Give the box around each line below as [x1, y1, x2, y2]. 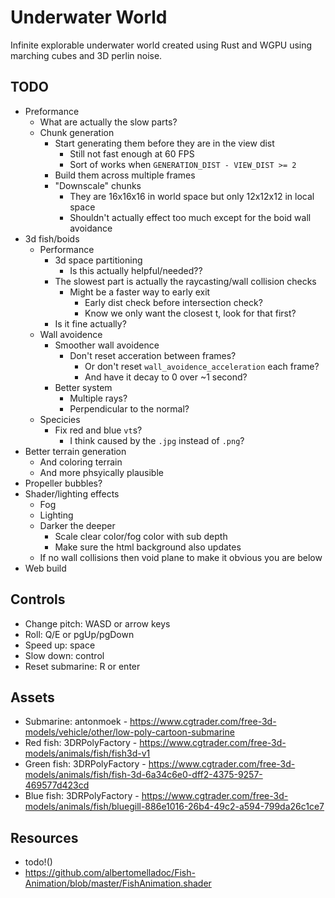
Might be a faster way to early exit [69, 286, 211, 298]
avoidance [69, 222, 113, 234]
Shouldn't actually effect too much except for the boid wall [69, 211, 312, 223]
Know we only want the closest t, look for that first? [84, 307, 297, 319]
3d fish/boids [24, 232, 80, 245]
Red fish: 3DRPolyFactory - [24, 737, 138, 749]
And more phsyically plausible [39, 466, 164, 478]
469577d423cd [24, 779, 90, 791]
